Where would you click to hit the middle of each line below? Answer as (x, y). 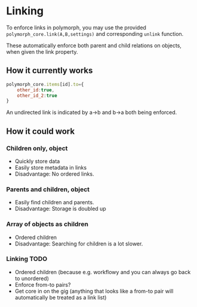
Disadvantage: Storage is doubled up (60, 209)
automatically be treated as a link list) (61, 297)
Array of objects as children (47, 224)
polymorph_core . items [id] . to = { (45, 84)
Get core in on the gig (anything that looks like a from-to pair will (94, 291)
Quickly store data (37, 161)
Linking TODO (27, 259)
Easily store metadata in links (51, 167)
